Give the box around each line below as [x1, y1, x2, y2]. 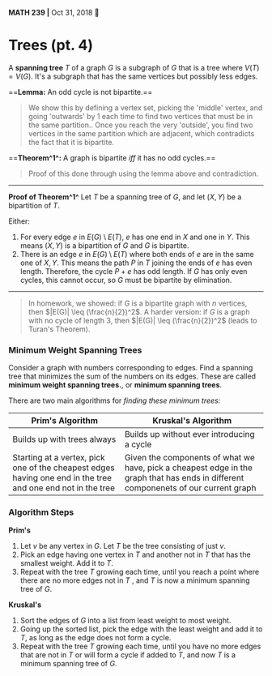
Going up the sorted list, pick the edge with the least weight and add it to [19, 624, 263, 634]
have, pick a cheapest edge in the [124, 462, 253, 473]
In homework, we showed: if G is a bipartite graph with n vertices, [28, 298, 248, 308]
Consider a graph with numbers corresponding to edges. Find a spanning [8, 363, 253, 373]
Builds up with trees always [12, 434, 117, 445]
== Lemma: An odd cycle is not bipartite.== [8, 87, 153, 96]
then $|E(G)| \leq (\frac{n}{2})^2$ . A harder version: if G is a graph [28, 306, 250, 316]
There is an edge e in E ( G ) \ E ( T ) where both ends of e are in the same [19, 249, 254, 259]
